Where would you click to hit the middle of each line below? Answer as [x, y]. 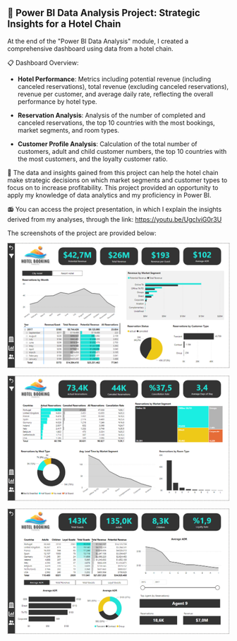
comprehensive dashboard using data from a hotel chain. [91, 48]
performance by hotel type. [57, 101]
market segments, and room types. [68, 130]
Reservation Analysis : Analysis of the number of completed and [111, 115]
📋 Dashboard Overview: [43, 62]
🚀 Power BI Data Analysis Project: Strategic [104, 13]
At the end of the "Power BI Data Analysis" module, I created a [98, 41]
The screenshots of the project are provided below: [82, 233]
